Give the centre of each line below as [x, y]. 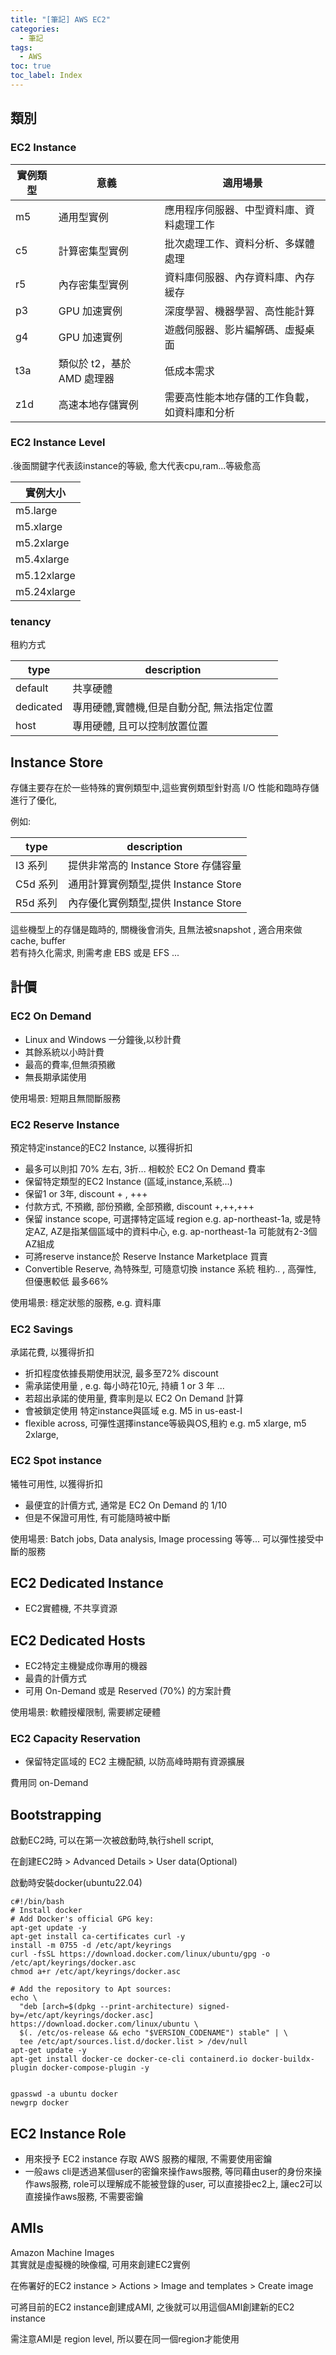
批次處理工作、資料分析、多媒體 [239, 243]
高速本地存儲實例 [98, 404]
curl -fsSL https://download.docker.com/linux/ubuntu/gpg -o [140, 1954]
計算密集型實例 [93, 251]
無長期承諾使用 [55, 1077]
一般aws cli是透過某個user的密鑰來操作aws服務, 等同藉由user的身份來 [169, 2172]
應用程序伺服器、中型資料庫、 [234, 209]
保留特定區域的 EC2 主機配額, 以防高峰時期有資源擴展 [134, 1762]
